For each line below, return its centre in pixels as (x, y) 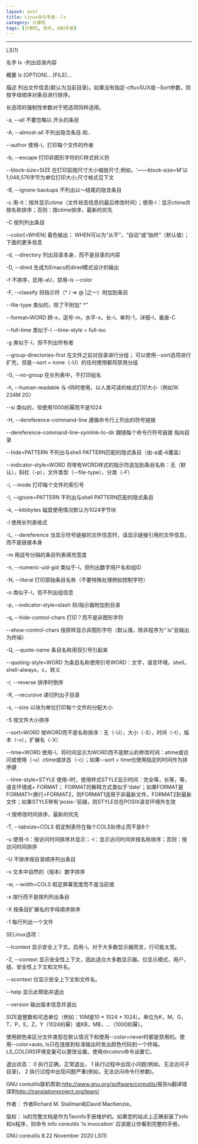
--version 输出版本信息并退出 (42, 1005)
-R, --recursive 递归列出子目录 (43, 695)
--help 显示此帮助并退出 (35, 992)
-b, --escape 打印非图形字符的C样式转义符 (58, 157)
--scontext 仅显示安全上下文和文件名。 (53, 979)
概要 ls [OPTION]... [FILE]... (39, 75)
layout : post (22, 11)
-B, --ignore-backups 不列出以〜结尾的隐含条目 (64, 190)
